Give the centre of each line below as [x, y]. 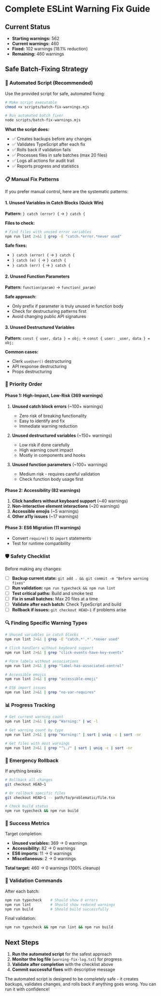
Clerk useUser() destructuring [41, 361]
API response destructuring [39, 366]
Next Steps [22, 942]
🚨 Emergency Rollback [32, 760]
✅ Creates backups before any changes [52, 139]
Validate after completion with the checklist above [62, 964]
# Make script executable [31, 102]
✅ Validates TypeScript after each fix [49, 145]
